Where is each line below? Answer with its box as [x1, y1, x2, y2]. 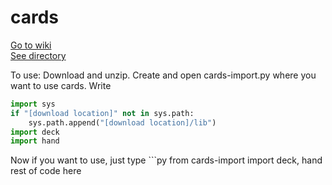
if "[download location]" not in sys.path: [10, 108, 195, 118]
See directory [10, 49, 67, 61]
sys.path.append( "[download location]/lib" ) [28, 117, 217, 128]
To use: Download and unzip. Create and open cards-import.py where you [10, 69, 317, 81]
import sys [10, 99, 56, 109]
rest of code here [10, 165, 82, 177]
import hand [10, 136, 60, 146]
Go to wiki [10, 39, 52, 51]
